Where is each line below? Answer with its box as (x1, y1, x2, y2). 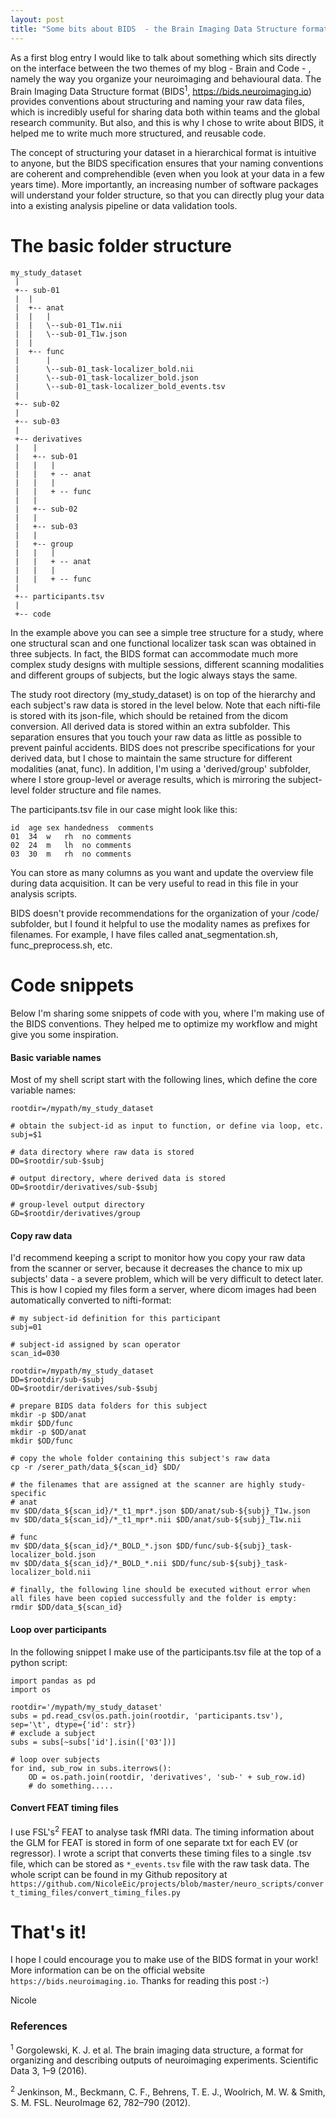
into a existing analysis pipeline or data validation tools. (10, 200, 238, 212)
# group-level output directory (10, 1200, 145, 1210)
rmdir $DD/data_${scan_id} (10, 1602, 123, 1613)
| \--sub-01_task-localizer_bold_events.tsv (14, 382, 226, 392)
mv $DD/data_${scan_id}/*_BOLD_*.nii (10, 1559, 168, 1569)
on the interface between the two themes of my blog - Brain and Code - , (10, 62, 312, 74)
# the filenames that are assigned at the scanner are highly (10, 1480, 275, 1490)
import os (10, 1684, 52, 1695)
